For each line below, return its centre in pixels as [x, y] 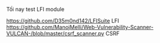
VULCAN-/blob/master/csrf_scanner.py [55, 33]
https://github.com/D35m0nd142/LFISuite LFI [63, 21]
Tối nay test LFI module [35, 9]
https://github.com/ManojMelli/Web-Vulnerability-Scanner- [80, 27]
